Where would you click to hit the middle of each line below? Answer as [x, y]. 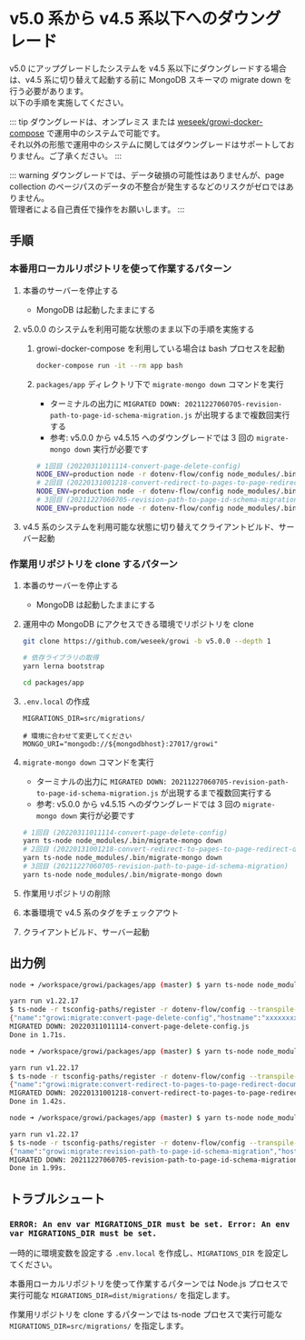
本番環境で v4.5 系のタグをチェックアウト [101, 912]
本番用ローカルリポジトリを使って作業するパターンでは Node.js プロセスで [149, 1284]
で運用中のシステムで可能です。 [106, 133]
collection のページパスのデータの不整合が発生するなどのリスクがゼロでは [148, 186]
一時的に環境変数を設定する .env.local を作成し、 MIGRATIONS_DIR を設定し [149, 1253]
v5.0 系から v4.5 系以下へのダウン [138, 19]
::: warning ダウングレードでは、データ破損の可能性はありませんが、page [147, 175]
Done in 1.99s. [38, 1168]
